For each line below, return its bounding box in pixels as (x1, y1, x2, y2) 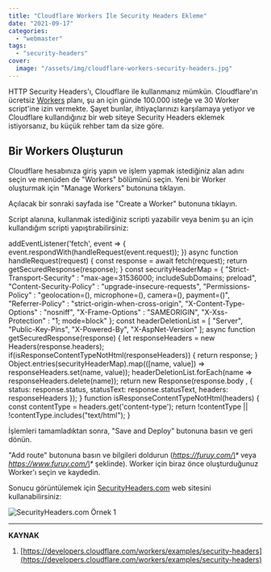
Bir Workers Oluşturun (8, 145, 123, 158)
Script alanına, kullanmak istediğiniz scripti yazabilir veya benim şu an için (8, 214, 254, 224)
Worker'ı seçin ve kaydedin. (8, 467, 101, 477)
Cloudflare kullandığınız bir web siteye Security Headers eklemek (8, 112, 225, 122)
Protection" (8, 316, 47, 326)
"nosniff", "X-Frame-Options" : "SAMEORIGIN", (43, 307, 200, 317)
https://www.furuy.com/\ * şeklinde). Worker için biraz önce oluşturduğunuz (8, 458, 259, 469)
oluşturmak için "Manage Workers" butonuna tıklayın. (8, 183, 186, 192)
